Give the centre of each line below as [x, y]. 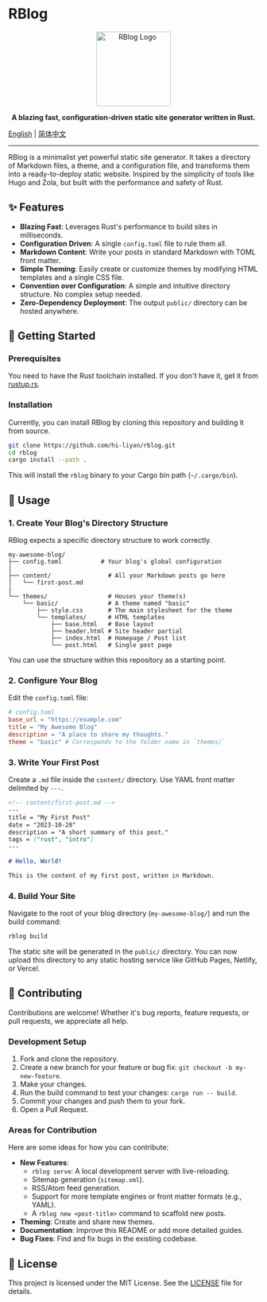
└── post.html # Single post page [111, 645]
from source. [29, 431]
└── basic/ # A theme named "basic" [106, 604]
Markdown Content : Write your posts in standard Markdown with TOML [137, 252]
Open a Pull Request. [54, 1110]
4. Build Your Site [42, 896]
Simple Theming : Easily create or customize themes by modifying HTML [139, 269]
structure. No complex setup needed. [81, 294]
